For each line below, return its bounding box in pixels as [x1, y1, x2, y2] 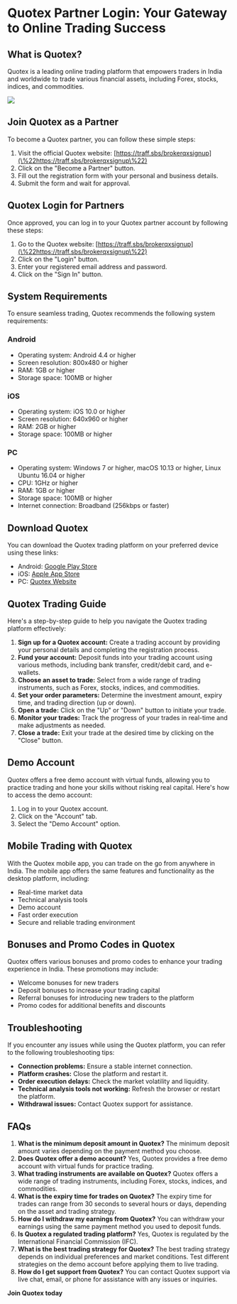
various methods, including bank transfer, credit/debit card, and [17, 661, 204, 669]
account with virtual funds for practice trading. [17, 1162, 154, 1170]
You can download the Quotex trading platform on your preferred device [7, 541, 219, 550]
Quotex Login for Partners [7, 200, 125, 212]
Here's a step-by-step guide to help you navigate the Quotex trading [7, 616, 207, 625]
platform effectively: [7, 624, 66, 633]
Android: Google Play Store [17, 563, 97, 571]
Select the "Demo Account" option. [17, 819, 121, 828]
